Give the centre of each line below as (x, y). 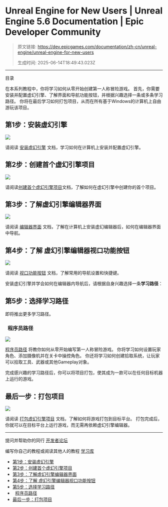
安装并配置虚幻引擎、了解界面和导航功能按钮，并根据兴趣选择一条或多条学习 (84, 95)
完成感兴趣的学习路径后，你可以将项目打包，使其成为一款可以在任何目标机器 (84, 373)
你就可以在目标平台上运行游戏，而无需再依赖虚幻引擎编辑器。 (69, 425)
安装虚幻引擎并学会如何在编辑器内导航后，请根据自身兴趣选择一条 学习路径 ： (84, 284)
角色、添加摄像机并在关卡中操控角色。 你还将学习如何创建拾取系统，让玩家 (82, 356)
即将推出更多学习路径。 (29, 314)
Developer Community (53, 32)
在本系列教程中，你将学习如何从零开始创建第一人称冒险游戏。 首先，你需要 (82, 88)
